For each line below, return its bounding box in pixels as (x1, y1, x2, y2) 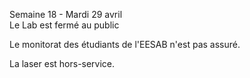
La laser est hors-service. (9, 58, 116, 69)
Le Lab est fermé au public (9, 19, 120, 31)
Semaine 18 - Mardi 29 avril (9, 9, 123, 20)
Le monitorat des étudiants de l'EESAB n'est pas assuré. (9, 39, 241, 50)
